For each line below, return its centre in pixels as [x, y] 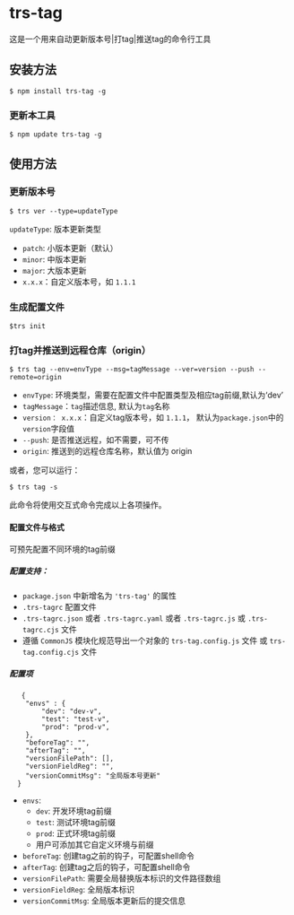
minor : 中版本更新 [54, 259]
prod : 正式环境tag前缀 [76, 833]
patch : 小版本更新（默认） [70, 248]
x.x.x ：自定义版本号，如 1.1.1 [79, 282]
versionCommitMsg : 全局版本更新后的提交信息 [104, 901]
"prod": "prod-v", [76, 728]
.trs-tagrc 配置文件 [59, 606]
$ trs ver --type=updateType [64, 211]
